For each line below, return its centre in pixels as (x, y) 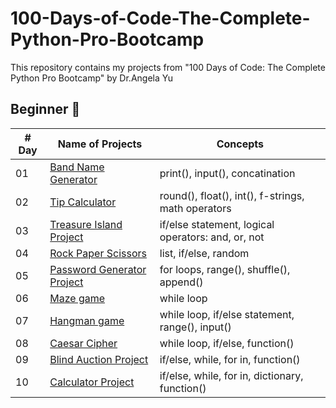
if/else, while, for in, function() (230, 359)
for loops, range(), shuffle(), (225, 269)
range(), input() (195, 327)
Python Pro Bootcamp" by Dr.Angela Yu (91, 78)
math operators (195, 208)
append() (181, 282)
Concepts (240, 144)
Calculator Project (92, 382)
